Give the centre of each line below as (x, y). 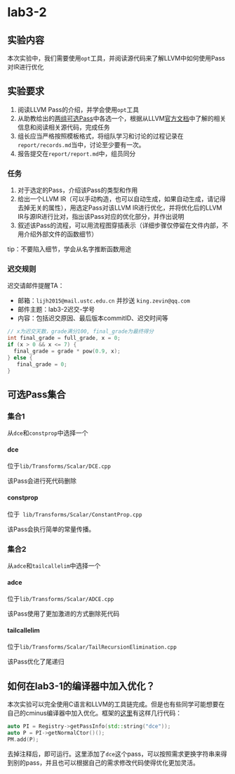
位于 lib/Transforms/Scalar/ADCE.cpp (61, 599)
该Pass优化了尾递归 (36, 661)
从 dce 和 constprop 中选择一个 (48, 433)
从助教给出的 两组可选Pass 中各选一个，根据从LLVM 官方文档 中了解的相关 (122, 118)
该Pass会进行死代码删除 (42, 481)
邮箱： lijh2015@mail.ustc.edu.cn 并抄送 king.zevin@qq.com (104, 300)
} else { (20, 357)
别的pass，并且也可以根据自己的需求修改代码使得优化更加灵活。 (106, 762)
